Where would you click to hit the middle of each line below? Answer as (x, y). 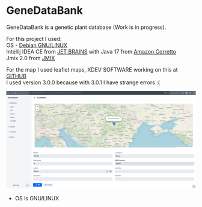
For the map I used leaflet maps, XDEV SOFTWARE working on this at (92, 69)
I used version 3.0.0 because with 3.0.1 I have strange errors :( (83, 82)
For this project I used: (34, 39)
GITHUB (17, 76)
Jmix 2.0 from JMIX (31, 58)
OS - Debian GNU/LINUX (37, 45)
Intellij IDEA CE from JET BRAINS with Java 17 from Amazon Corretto (91, 51)
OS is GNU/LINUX (37, 198)
